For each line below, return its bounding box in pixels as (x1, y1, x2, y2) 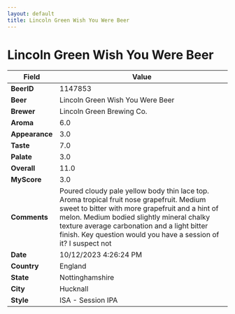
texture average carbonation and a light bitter (59, 221, 208, 231)
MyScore (10, 175, 42, 185)
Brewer (10, 106, 36, 116)
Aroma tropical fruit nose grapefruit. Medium (59, 195, 206, 205)
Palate (10, 152, 33, 162)
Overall (10, 164, 36, 173)
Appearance (10, 129, 53, 139)
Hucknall (59, 284, 89, 294)
